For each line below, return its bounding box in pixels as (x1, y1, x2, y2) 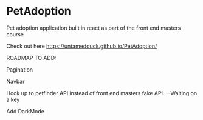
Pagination (6, 65, 33, 73)
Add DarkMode (6, 107, 44, 115)
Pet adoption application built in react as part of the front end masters (6, 24, 181, 32)
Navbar (6, 78, 25, 85)
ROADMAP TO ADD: (6, 54, 57, 61)
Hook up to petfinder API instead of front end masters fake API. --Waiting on (6, 89, 198, 96)
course (6, 30, 24, 38)
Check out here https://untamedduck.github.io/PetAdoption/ (6, 42, 157, 50)
